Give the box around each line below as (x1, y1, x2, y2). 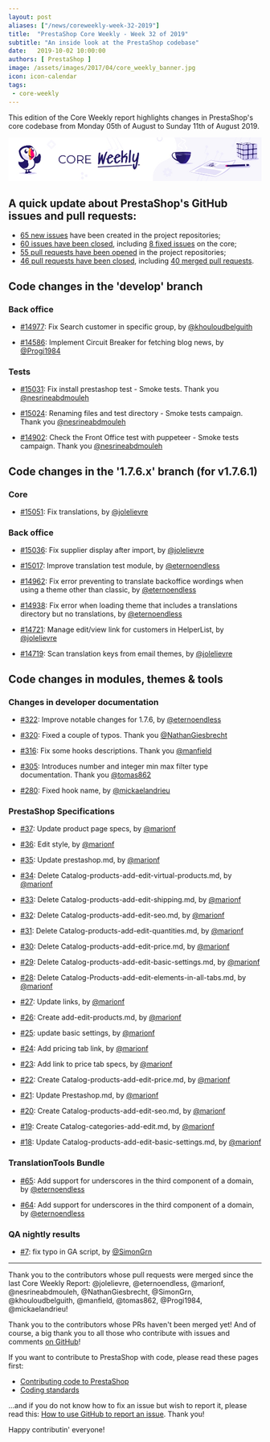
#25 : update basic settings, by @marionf (19, 1028, 155, 1038)
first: (8, 1361, 24, 1370)
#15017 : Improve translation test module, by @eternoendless (19, 561, 220, 571)
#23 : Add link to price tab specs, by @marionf (19, 1059, 173, 1069)
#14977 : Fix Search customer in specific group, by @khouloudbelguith (19, 322, 253, 332)
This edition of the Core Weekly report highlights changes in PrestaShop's (8, 113, 254, 122)
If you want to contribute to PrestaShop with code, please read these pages (8, 1352, 259, 1362)
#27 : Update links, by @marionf (19, 997, 125, 1007)
